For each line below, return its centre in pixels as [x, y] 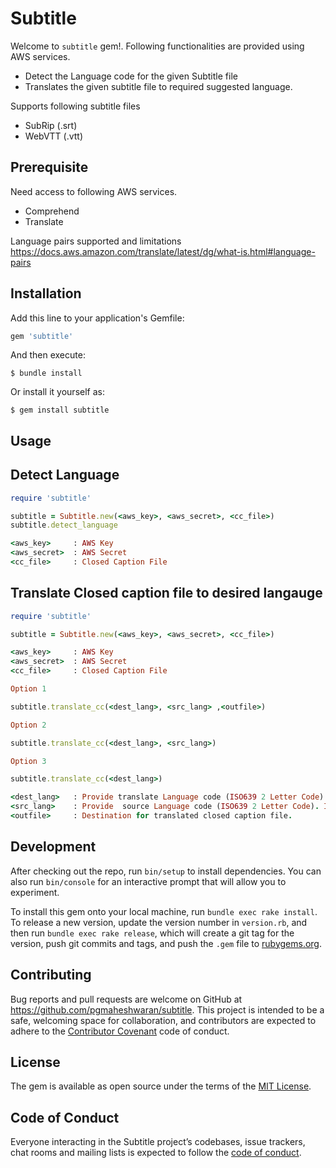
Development [53, 847]
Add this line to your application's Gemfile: [97, 318]
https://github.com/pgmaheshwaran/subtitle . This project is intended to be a [167, 1009]
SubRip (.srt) [51, 125]
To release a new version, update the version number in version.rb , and [159, 922]
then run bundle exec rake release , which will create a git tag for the [152, 933]
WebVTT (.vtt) [54, 136]
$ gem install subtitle [60, 410]
